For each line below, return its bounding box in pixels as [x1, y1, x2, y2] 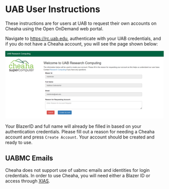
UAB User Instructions [5, 4, 101, 15]
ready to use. [5, 139, 33, 145]
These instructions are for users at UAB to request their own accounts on [5, 20, 157, 26]
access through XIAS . [5, 178, 50, 184]
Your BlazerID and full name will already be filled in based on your [5, 123, 142, 129]
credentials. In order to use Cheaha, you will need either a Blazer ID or [5, 173, 150, 179]
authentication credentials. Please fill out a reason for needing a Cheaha [5, 128, 155, 134]
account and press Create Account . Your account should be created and [5, 134, 155, 140]
